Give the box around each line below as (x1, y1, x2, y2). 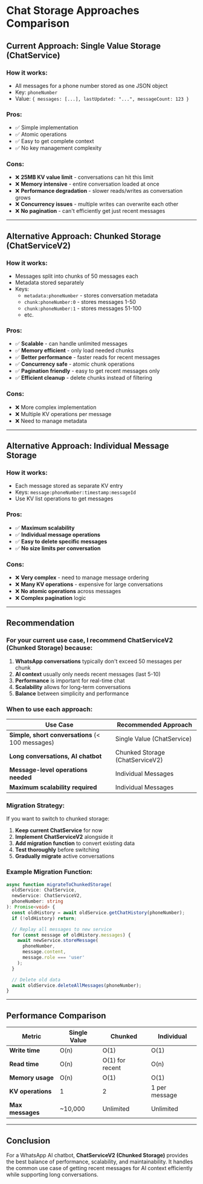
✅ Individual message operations (14, 531, 101, 538)
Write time (9, 1046, 40, 1055)
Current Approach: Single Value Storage (6, 41, 161, 51)
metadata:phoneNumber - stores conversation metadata (24, 292, 158, 299)
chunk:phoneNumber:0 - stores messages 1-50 (24, 298, 137, 306)
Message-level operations (9, 765, 88, 774)
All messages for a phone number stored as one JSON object (14, 82, 168, 89)
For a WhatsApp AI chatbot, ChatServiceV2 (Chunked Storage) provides (6, 1151, 188, 1159)
